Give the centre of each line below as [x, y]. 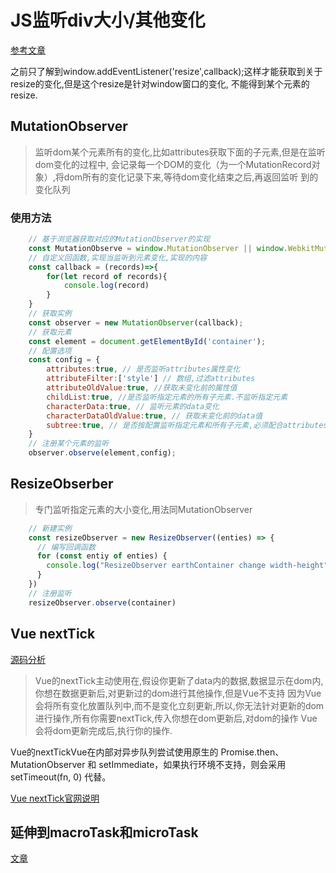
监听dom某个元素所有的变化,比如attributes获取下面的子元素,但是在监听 [180, 152]
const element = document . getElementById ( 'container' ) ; [147, 341]
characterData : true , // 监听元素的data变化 [133, 406]
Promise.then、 [252, 752]
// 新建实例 [50, 528]
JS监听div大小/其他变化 [108, 20]
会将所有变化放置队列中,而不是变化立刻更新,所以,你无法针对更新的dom [179, 705]
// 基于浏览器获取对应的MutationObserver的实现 [119, 239]
